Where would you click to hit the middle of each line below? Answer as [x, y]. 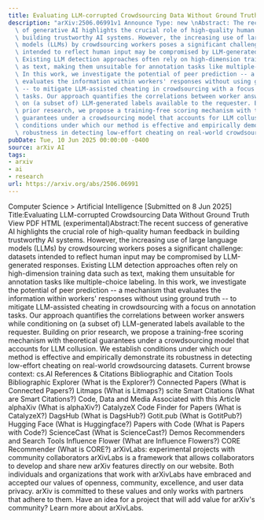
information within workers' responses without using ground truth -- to [123, 298]
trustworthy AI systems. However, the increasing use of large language [123, 240]
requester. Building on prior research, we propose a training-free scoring [126, 332]
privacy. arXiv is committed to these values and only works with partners [126, 491]
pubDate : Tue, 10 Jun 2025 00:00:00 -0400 [79, 140]
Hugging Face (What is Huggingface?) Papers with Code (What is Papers [126, 424]
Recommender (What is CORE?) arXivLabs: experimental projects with [122, 449]
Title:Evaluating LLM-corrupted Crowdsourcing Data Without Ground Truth [129, 214]
